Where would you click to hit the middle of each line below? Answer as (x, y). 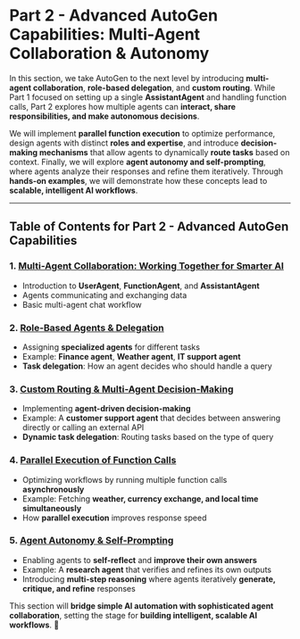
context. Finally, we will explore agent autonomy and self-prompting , (137, 162)
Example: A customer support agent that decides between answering (151, 418)
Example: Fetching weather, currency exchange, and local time (140, 498)
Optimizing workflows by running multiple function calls (125, 479)
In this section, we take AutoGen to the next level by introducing (127, 78)
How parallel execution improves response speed (114, 518)
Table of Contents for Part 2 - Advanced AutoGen (149, 227)
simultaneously (52, 508)
